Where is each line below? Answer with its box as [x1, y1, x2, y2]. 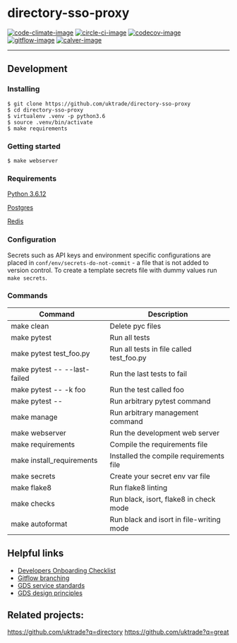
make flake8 [11, 483, 51, 492]
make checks [11, 498, 55, 508]
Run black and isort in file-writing [109, 514, 221, 524]
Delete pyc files [109, 321, 162, 331]
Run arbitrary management [109, 408, 199, 418]
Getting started [7, 141, 61, 151]
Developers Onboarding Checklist [17, 566, 116, 574]
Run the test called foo [109, 384, 185, 394]
